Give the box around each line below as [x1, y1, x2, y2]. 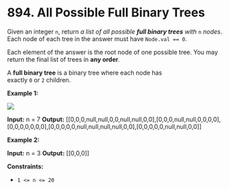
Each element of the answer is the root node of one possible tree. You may [7, 48, 218, 56]
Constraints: [7, 162, 44, 171]
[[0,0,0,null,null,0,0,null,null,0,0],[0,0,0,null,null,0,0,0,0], [66, 115, 221, 123]
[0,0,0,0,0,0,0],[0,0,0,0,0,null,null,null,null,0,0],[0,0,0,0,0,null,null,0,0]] [7, 122, 202, 131]
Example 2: [7, 136, 40, 144]
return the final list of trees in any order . [7, 55, 121, 63]
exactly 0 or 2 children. [7, 75, 71, 84]
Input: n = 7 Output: [7, 115, 65, 123]
